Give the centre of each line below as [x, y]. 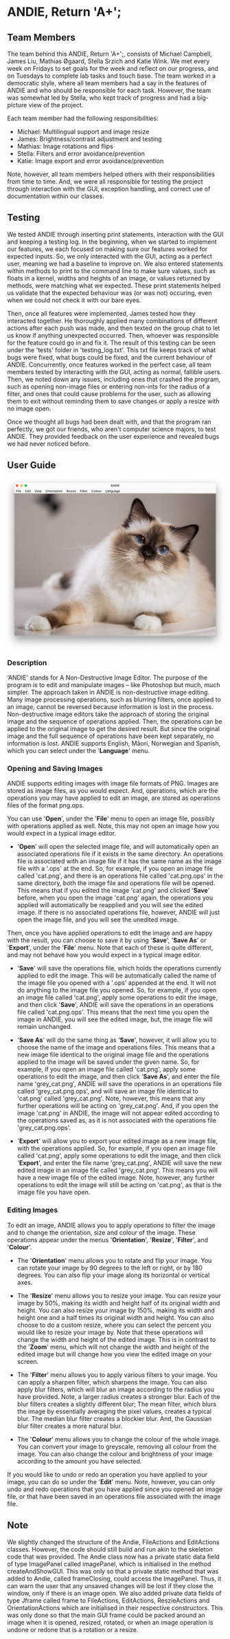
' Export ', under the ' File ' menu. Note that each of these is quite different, [110, 948]
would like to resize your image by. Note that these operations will [110, 1332]
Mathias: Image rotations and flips [65, 146]
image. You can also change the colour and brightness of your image [115, 1454]
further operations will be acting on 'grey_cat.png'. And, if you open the [117, 1106]
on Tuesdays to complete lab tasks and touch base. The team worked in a [112, 76]
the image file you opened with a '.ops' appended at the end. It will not [116, 983]
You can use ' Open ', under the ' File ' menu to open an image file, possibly [111, 818]
